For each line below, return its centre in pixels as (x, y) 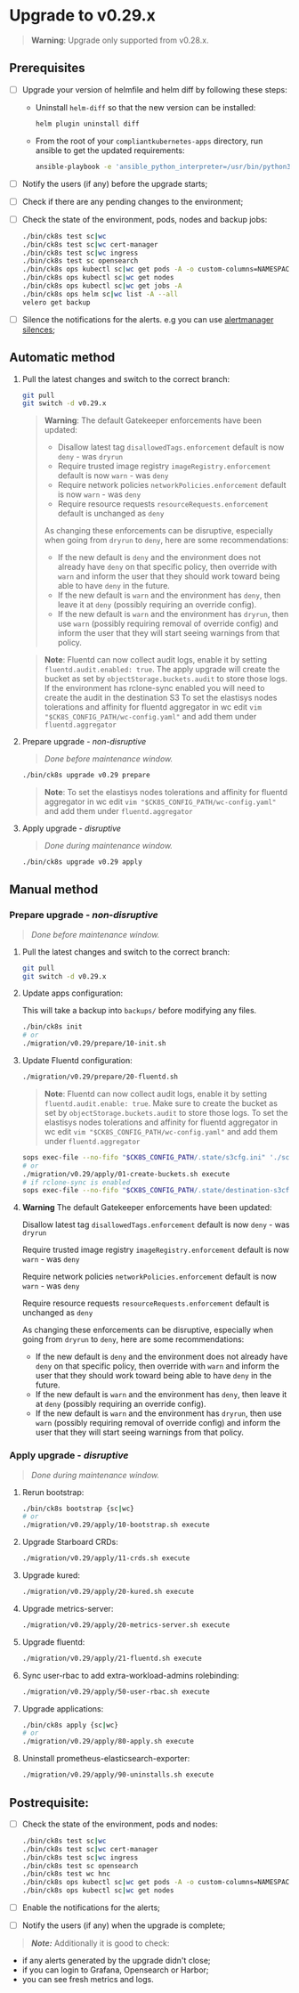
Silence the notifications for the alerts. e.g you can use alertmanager (148, 319)
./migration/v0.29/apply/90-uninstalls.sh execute (118, 1775)
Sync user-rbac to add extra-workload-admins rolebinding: (130, 1675)
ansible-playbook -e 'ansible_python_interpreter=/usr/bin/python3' (165, 167)
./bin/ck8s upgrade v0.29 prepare (86, 776)
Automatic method (62, 358)
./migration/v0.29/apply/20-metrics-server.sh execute (126, 1625)
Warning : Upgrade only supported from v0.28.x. (120, 40)
